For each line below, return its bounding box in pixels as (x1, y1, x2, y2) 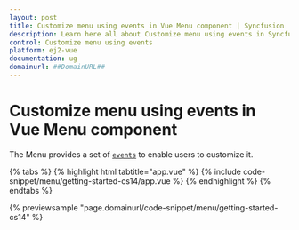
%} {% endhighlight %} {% (172, 175, 271, 186)
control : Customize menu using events (9, 37, 153, 47)
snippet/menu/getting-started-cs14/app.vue (9, 175, 171, 186)
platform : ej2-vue (9, 46, 77, 55)
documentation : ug (9, 54, 77, 63)
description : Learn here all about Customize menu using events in (9, 29, 265, 38)
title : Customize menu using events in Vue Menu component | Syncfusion (9, 21, 285, 30)
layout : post (9, 12, 58, 22)
